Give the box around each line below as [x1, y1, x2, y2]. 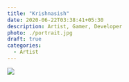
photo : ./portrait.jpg [7, 29, 73, 37]
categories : [7, 42, 42, 49]
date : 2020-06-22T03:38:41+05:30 [7, 17, 104, 23]
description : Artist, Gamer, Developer [7, 23, 123, 30]
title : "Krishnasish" [7, 10, 70, 17]
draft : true [7, 36, 42, 43]
